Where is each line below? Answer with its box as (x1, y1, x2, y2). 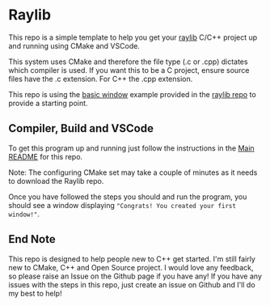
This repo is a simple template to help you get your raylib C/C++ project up (8, 32, 258, 42)
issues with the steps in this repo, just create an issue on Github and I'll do (8, 279, 256, 289)
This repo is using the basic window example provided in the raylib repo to (8, 89, 256, 99)
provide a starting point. (8, 98, 88, 108)
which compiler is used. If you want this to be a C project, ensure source (8, 65, 250, 74)
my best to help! (8, 288, 62, 298)
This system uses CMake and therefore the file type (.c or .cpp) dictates (8, 57, 248, 66)
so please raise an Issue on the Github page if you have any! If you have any (8, 271, 263, 281)
